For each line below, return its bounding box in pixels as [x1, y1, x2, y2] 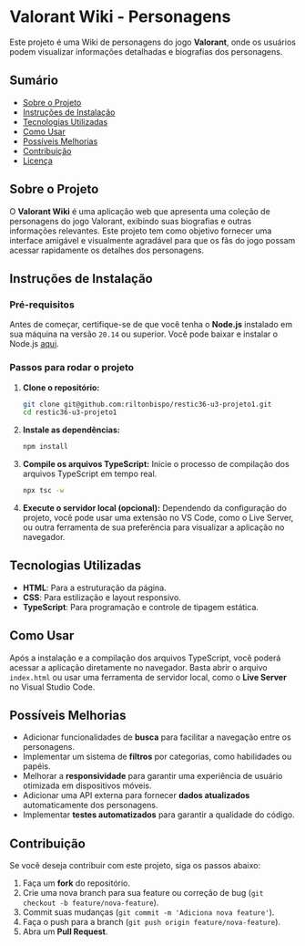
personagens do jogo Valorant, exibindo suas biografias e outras [9, 215, 252, 226]
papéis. [22, 761, 51, 772]
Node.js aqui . [9, 338, 59, 349]
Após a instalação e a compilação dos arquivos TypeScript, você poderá [9, 652, 281, 663]
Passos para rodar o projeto [9, 361, 135, 374]
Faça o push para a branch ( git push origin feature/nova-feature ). [22, 917, 280, 928]
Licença [22, 155, 53, 166]
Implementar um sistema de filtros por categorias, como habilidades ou [22, 751, 292, 763]
